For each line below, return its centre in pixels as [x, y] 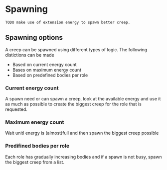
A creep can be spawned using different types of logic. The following [76, 49]
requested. [16, 109]
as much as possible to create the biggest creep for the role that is [74, 104]
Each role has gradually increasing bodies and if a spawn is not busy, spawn [83, 157]
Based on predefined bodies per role [50, 75]
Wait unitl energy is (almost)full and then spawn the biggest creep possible [82, 133]
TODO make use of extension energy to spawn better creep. [68, 22]
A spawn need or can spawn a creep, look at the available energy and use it [83, 99]
